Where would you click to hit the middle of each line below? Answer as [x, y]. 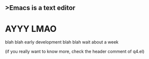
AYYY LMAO [31, 29]
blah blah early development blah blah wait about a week [62, 42]
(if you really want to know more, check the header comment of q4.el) [75, 52]
